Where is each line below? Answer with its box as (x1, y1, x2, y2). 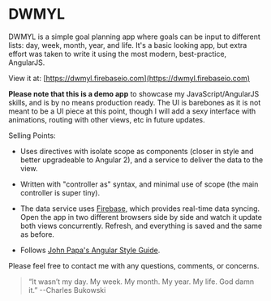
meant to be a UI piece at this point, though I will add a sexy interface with (8, 106, 256, 116)
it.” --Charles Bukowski (28, 285, 106, 295)
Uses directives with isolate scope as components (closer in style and (19, 146, 254, 156)
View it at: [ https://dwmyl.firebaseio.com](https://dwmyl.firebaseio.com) (8, 73, 250, 83)
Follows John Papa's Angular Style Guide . (19, 245, 161, 255)
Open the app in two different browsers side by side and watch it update (19, 212, 262, 221)
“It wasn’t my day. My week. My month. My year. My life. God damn (28, 277, 254, 286)
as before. (19, 229, 55, 239)
